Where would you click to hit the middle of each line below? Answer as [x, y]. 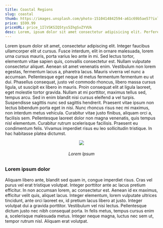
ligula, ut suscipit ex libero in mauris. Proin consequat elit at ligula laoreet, [78, 87]
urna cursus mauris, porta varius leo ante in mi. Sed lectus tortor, [70, 56]
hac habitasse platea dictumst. [36, 133]
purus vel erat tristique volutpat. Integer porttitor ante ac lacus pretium [75, 185]
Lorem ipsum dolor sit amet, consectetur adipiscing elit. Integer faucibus [77, 46]
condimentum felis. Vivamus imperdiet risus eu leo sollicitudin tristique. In [79, 128]
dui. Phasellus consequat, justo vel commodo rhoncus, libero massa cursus [81, 82]
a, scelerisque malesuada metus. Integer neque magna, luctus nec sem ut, [79, 216]
